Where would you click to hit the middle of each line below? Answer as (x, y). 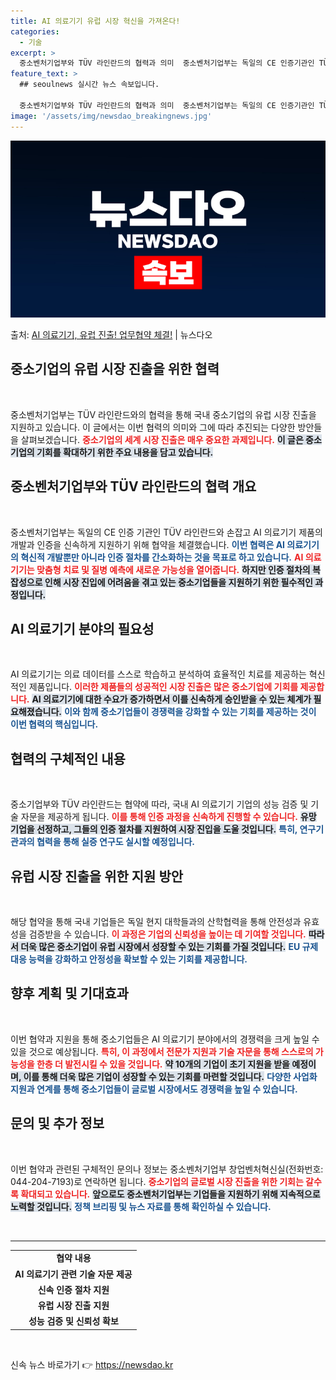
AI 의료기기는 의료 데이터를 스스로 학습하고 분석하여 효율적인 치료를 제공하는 (158, 674)
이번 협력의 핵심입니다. (54, 724)
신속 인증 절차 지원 (73, 1289)
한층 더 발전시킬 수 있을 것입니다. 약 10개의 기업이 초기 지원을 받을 (163, 1064)
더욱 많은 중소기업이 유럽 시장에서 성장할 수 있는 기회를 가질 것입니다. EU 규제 (169, 947)
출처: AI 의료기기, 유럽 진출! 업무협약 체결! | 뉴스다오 (111, 334)
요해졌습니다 (35, 712)
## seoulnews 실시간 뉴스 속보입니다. (89, 85)
